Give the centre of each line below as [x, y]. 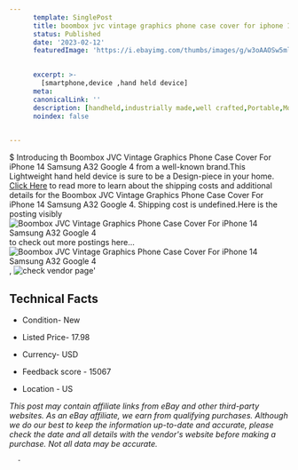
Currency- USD [50, 354]
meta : [43, 91]
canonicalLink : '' [67, 100]
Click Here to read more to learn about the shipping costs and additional [141, 186]
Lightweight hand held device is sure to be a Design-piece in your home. [142, 176]
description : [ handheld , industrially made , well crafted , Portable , [158, 108]
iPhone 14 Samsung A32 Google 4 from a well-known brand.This [127, 167]
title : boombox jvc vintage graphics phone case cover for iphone [158, 26]
